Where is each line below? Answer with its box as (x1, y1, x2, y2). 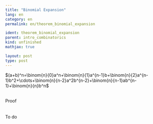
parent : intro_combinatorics (5, 35, 66, 40)
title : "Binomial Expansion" (5, 7, 66, 13)
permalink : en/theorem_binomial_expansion (5, 21, 95, 27)
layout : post (5, 53, 33, 58)
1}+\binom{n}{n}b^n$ (5, 82, 49, 88)
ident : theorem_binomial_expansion (5, 31, 80, 36)
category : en (5, 17, 33, 22)
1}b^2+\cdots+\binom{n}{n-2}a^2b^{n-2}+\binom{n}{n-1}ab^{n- (5, 77, 137, 83)
